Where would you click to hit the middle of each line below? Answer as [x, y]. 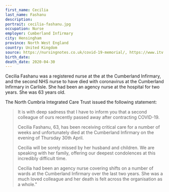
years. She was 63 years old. [35, 92]
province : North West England [37, 43]
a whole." [27, 184]
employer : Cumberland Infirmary [39, 33]
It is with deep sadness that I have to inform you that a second [82, 112]
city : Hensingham [23, 39]
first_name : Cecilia [27, 10]
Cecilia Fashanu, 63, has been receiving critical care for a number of [89, 127]
